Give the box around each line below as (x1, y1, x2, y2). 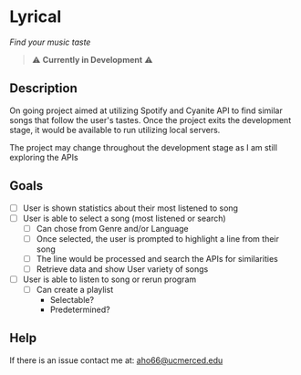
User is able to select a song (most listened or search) (22, 213, 226, 224)
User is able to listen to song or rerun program (22, 274, 197, 285)
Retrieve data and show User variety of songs (36, 263, 209, 275)
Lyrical (9, 6, 62, 27)
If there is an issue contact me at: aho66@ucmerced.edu (9, 354, 223, 366)
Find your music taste (9, 36, 91, 47)
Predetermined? (49, 304, 111, 316)
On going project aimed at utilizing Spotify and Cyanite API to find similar (9, 105, 283, 116)
